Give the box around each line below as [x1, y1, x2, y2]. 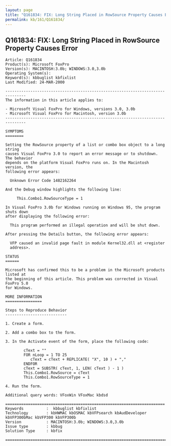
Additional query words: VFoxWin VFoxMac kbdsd [5, 393, 108, 398]
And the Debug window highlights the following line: [5, 187, 122, 192]
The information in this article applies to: [5, 98, 103, 103]
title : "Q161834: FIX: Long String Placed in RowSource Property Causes [5, 12, 163, 17]
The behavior [5, 156, 33, 161]
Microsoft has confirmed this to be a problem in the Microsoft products [5, 268, 165, 273]
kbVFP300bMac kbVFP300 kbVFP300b [5, 415, 76, 420]
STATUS [5, 254, 19, 260]
